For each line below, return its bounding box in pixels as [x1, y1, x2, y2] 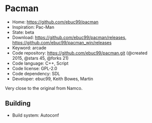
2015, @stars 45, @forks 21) [12, 55, 69, 61]
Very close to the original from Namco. [5, 85, 83, 91]
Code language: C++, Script [12, 60, 69, 66]
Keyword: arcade [12, 45, 47, 51]
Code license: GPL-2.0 [12, 65, 57, 71]
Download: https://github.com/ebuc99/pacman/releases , [12, 35, 127, 40]
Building [5, 99, 31, 107]
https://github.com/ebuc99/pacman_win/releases [12, 39, 112, 45]
